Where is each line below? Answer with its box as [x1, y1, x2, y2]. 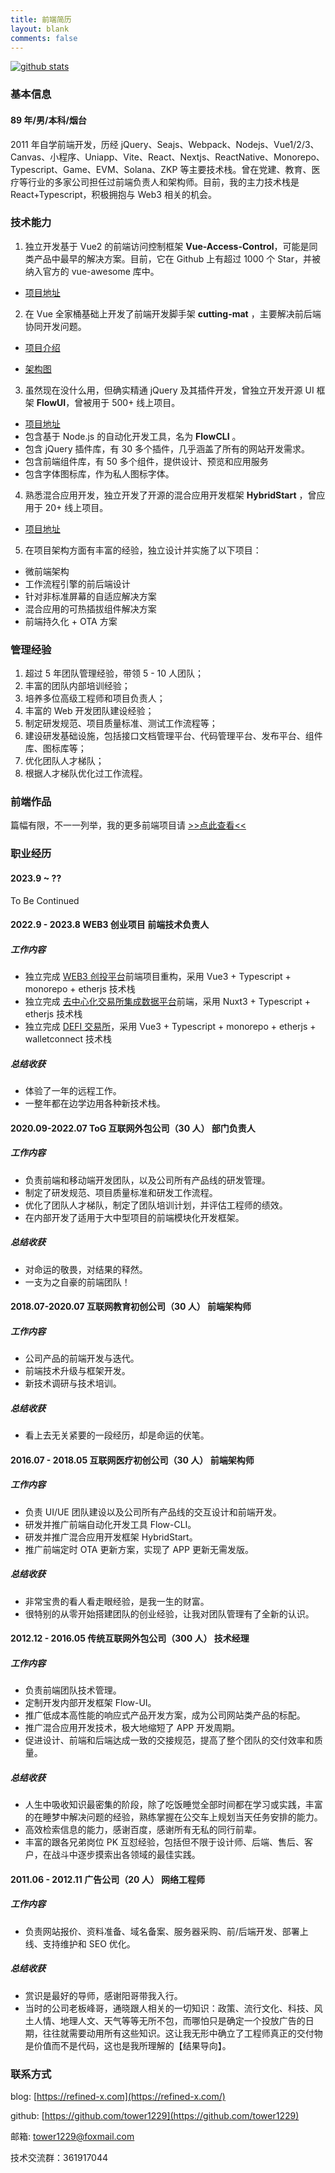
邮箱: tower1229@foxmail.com [10, 2131, 135, 2142]
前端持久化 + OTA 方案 [24, 615, 118, 627]
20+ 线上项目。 [44, 501, 109, 513]
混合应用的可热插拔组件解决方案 [24, 602, 157, 615]
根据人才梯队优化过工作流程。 [24, 767, 148, 780]
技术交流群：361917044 [10, 2152, 109, 2163]
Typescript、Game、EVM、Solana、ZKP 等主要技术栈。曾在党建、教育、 [10, 163, 312, 175]
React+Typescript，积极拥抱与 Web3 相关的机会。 [10, 188, 217, 200]
